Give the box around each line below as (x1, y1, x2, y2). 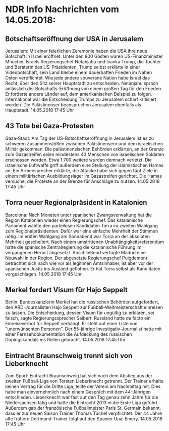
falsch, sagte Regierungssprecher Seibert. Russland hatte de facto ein (5, 315, 151, 321)
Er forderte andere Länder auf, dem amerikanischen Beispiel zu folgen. (5, 91, 152, 97)
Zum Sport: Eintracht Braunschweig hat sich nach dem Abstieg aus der (5, 373, 153, 379)
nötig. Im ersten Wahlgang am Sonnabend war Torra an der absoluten (5, 233, 150, 239)
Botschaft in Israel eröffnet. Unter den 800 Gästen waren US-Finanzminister (5, 53, 163, 59)
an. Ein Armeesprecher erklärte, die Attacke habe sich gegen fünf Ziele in (5, 167, 158, 173)
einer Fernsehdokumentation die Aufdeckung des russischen (5, 331, 132, 337)
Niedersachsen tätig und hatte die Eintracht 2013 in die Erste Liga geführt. (5, 400, 159, 406)
